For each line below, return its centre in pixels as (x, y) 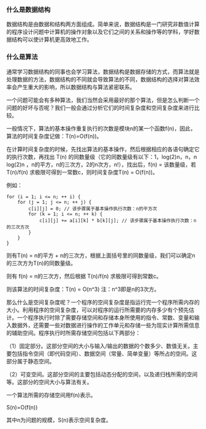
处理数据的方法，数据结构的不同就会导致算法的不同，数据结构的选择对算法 (100, 79)
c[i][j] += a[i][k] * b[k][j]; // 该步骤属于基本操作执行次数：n (118, 220)
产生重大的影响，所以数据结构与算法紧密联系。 (76, 87)
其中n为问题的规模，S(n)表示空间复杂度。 (59, 420)
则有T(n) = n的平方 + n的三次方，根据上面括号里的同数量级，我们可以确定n (101, 255)
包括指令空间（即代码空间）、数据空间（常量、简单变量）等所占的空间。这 (104, 354)
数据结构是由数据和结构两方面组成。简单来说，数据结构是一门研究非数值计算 (103, 24)
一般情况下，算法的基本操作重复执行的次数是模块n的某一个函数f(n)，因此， (101, 128)
